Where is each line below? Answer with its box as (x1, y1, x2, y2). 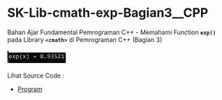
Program (17, 85, 43, 93)
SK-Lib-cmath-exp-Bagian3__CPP (7, 5, 209, 21)
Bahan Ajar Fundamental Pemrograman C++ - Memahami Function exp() (7, 28, 216, 36)
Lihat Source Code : (7, 71, 65, 80)
